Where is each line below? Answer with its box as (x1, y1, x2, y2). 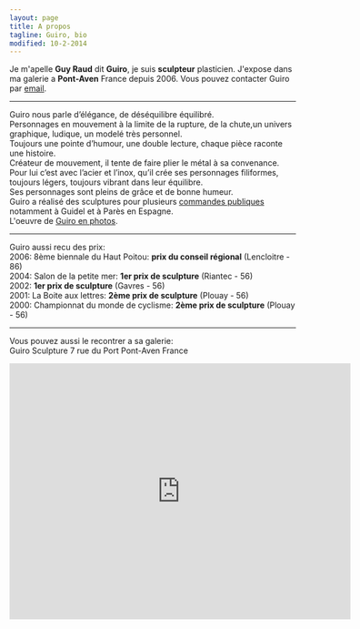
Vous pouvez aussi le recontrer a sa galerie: (9, 336, 174, 347)
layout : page (9, 13, 59, 23)
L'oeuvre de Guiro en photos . (9, 216, 118, 227)
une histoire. (9, 147, 56, 159)
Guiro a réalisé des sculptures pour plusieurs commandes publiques (9, 197, 265, 208)
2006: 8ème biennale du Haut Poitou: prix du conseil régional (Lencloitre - (9, 251, 291, 262)
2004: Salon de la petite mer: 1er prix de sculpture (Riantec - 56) (9, 270, 254, 282)
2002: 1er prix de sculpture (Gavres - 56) (9, 280, 165, 291)
